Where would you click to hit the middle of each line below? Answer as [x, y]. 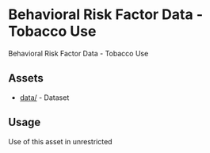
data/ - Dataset [44, 98]
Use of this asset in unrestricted [60, 141]
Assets [26, 78]
